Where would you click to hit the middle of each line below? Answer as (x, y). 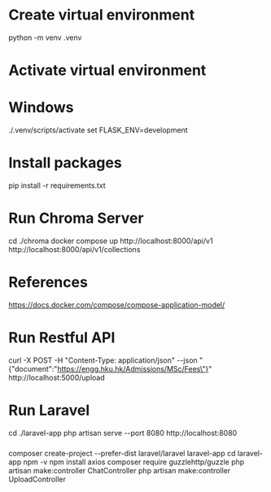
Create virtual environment (102, 15)
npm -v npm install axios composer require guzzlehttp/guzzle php (134, 462)
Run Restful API (62, 338)
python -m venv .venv (45, 37)
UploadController (37, 479)
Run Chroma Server (76, 218)
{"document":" (33, 368)
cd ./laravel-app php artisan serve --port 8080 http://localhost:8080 (123, 433)
